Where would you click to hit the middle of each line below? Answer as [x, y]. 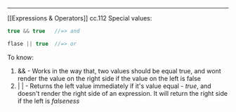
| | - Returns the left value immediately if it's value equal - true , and [114, 86]
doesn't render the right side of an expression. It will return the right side [123, 93]
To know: [20, 57]
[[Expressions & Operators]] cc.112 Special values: [80, 18]
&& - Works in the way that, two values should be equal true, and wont [119, 70]
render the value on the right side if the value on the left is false [109, 78]
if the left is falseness [48, 101]
